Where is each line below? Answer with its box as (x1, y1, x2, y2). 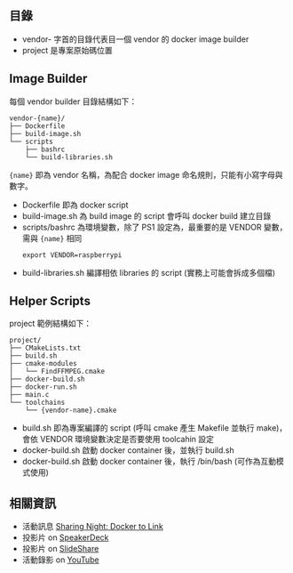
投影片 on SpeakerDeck (21, 532, 109, 543)
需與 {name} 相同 (21, 232, 83, 243)
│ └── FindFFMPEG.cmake (9, 367, 105, 376)
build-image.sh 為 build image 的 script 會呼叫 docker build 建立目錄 (21, 210, 272, 221)
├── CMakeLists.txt (9, 343, 82, 353)
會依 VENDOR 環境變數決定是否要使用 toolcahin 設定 (21, 434, 215, 445)
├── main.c (9, 391, 50, 399)
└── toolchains (9, 399, 66, 408)
